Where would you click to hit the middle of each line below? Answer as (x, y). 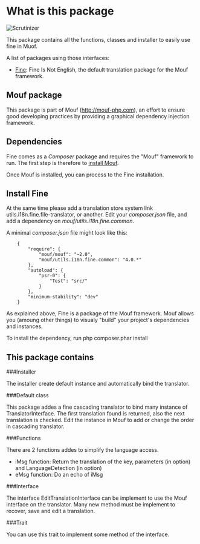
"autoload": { (46, 270)
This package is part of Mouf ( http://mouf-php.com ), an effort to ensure (96, 110)
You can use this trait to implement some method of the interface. (88, 534)
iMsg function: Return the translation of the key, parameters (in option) (103, 462)
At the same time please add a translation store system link (79, 208)
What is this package (60, 11)
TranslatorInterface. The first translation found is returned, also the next (96, 414)
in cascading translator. (35, 426)
